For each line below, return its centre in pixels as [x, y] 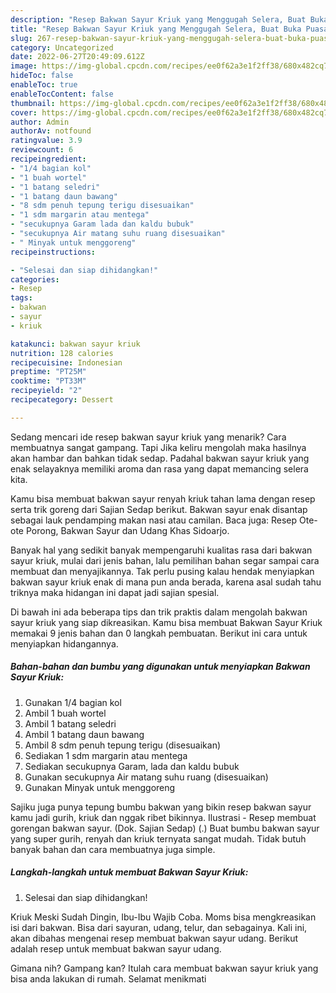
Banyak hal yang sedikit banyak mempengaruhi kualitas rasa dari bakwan [161, 550]
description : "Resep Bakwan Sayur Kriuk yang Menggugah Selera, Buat [158, 19]
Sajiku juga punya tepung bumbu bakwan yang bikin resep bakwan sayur [161, 807]
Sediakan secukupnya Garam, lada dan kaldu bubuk [132, 766]
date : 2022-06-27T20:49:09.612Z [77, 57]
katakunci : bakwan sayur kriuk [75, 344]
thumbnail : [33, 103]
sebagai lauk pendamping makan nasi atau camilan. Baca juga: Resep [154, 520]
